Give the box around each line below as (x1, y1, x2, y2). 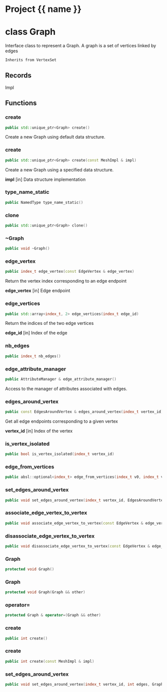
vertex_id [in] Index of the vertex (5, 428, 73, 434)
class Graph (5, 26, 56, 38)
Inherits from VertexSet (5, 58, 57, 63)
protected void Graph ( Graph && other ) (5, 590, 85, 595)
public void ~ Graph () (5, 246, 50, 251)
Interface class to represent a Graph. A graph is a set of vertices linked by (5, 43, 157, 49)
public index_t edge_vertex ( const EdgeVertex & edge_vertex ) (5, 269, 135, 274)
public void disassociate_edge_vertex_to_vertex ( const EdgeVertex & (5, 543, 150, 548)
